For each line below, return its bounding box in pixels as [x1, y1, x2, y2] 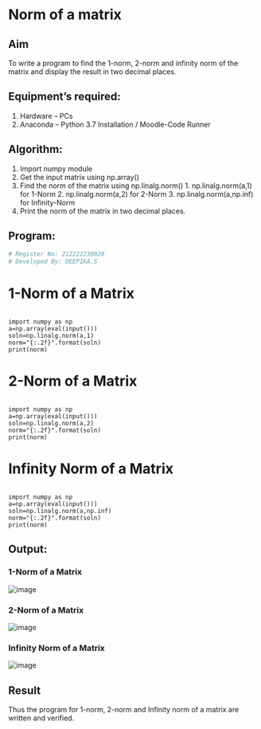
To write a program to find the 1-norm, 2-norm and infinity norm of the [8, 58, 239, 68]
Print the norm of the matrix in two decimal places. [19, 206, 186, 216]
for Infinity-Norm [19, 198, 76, 207]
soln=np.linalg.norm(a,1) [8, 332, 94, 340]
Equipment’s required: [8, 90, 121, 104]
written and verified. [8, 713, 75, 723]
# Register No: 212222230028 [8, 250, 105, 258]
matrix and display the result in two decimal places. [8, 67, 177, 76]
